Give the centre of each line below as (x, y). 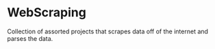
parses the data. (30, 38)
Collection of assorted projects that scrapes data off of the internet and (108, 31)
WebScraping (47, 13)
